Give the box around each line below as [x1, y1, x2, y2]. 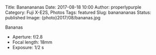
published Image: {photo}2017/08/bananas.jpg [5, 15, 101, 20]
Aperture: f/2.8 [12, 34, 43, 40]
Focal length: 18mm [12, 39, 53, 45]
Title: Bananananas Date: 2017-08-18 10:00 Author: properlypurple [5, 4, 142, 10]
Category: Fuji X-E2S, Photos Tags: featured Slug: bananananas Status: [5, 9, 152, 15]
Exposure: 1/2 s [12, 45, 44, 50]
